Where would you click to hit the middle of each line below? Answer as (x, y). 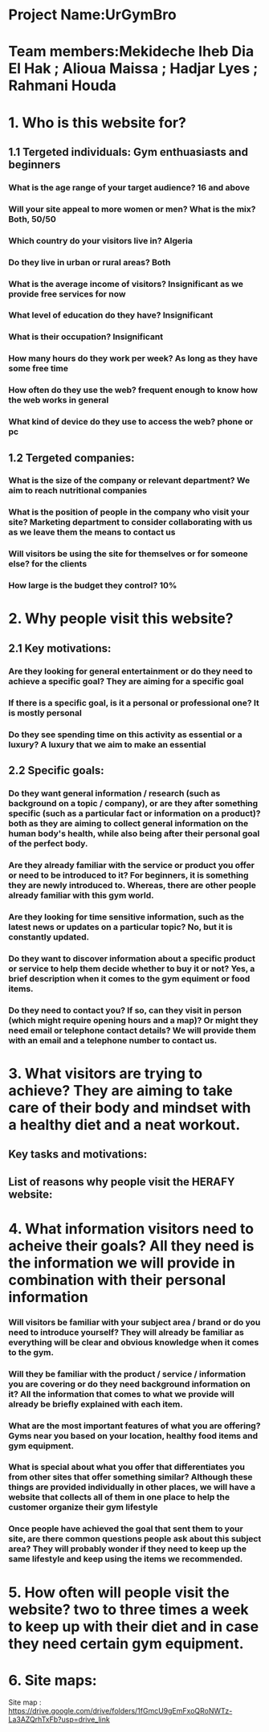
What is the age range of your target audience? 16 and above (129, 187)
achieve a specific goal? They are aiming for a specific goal (126, 681)
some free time (38, 369)
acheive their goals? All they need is (131, 1245)
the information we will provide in (122, 1263)
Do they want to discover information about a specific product (132, 958)
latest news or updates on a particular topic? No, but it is (120, 927)
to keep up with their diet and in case (134, 1626)
